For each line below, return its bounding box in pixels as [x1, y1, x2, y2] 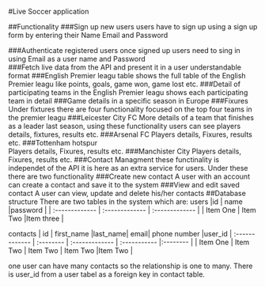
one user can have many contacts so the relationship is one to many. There [8, 261, 253, 270]
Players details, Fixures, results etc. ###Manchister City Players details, [8, 146, 241, 156]
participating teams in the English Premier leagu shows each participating [8, 88, 248, 97]
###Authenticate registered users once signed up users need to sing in [8, 46, 241, 55]
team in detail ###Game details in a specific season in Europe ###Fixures [8, 96, 249, 105]
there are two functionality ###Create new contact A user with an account [8, 172, 251, 181]
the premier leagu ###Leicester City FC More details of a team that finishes [8, 113, 255, 122]
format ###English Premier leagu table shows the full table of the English [8, 71, 247, 80]
